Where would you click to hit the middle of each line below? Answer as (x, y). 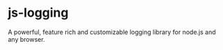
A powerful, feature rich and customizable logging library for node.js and (112, 32)
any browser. (26, 39)
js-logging (38, 13)
